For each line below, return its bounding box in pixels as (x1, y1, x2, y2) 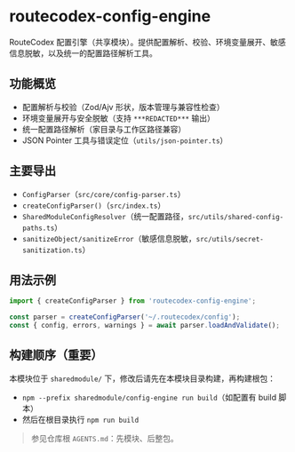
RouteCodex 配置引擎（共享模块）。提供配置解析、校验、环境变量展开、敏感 (9, 36, 286, 47)
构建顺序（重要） (9, 348, 103, 363)
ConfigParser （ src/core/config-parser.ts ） (21, 188, 186, 199)
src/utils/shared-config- (187, 212, 284, 221)
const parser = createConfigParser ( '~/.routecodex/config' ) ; (9, 313, 241, 321)
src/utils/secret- (195, 234, 264, 243)
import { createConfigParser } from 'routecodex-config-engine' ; (9, 297, 256, 305)
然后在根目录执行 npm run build (21, 414, 140, 424)
